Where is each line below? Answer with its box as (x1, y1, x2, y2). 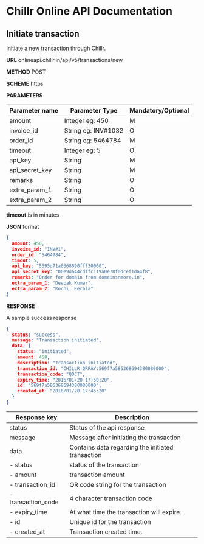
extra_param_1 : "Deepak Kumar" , (12, 280, 94, 286)
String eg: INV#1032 (64, 127, 124, 134)
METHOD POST (6, 68, 46, 75)
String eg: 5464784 (64, 136, 121, 144)
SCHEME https (6, 80, 44, 87)
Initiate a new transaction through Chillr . (6, 44, 106, 52)
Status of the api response (69, 423, 144, 431)
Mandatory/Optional (129, 106, 189, 114)
